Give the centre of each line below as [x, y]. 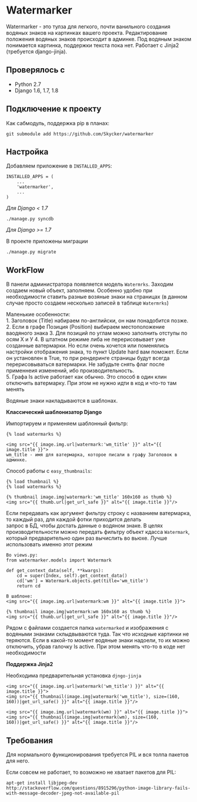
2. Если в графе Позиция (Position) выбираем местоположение [86, 327]
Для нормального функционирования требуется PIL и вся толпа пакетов [98, 754]
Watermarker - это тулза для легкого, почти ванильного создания [88, 26]
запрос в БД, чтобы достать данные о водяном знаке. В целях [85, 526]
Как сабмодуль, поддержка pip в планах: [58, 123]
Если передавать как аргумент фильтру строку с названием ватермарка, [98, 513]
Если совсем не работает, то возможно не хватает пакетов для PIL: [91, 772]
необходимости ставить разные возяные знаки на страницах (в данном [97, 297]
